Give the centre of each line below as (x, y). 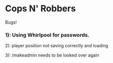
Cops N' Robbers (41, 9)
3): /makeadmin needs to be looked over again (52, 55)
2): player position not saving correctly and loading (56, 46)
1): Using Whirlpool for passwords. (47, 35)
